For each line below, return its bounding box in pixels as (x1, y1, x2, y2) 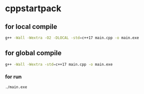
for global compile (5, 49, 62, 57)
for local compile (5, 23, 57, 31)
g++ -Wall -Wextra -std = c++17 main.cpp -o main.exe (5, 62, 113, 67)
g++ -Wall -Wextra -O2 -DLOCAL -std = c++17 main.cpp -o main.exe (5, 35, 139, 40)
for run (5, 73, 22, 80)
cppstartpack (5, 3, 62, 14)
